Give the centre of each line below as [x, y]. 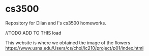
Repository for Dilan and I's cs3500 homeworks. [56, 23]
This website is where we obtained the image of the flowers [68, 43]
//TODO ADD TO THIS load [33, 33]
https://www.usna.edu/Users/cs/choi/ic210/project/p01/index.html [74, 48]
